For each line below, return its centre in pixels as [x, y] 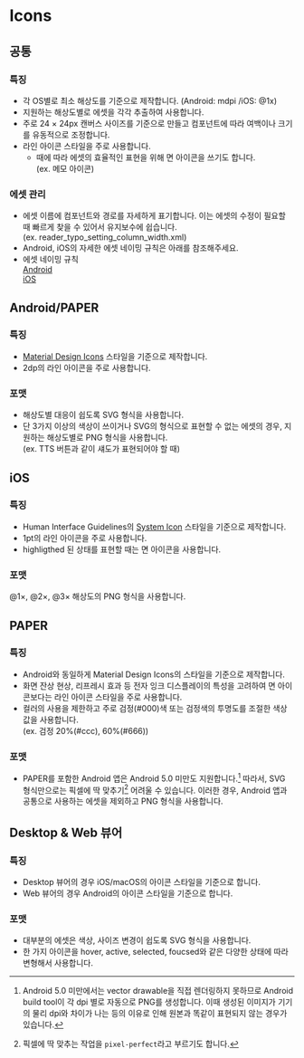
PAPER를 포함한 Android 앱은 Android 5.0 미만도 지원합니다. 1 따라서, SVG [154, 777]
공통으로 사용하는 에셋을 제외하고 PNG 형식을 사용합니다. [123, 801]
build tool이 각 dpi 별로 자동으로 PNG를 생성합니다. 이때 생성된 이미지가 [149, 1002]
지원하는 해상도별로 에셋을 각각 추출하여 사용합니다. [113, 112]
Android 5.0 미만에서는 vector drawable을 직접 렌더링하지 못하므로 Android [158, 991]
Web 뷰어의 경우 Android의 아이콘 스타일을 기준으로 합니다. [128, 893]
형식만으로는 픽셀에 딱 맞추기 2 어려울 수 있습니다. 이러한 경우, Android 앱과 [155, 789]
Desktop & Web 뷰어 [66, 832]
